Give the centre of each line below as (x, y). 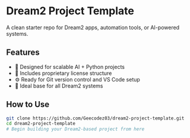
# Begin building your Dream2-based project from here (75, 129)
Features (23, 53)
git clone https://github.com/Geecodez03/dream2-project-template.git (95, 118)
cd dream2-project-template (41, 124)
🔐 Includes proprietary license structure (63, 73)
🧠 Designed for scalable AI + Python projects (69, 67)
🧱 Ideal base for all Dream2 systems (59, 86)
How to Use (28, 104)
